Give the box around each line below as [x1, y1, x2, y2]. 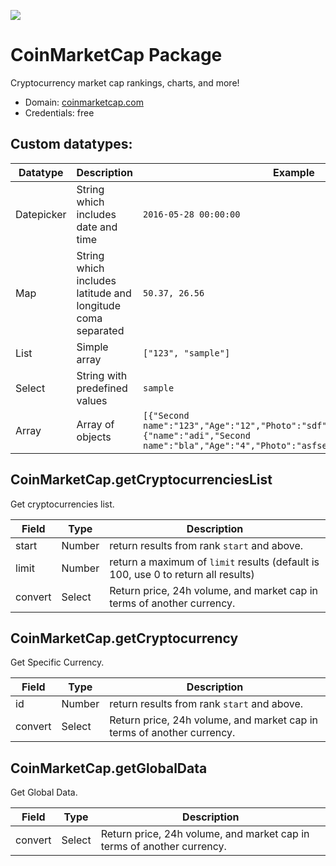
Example [272, 165, 315, 179]
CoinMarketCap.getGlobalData [10, 760, 208, 777]
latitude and [76, 286, 132, 300]
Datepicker [15, 207, 67, 221]
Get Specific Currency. [10, 656, 105, 669]
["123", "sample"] [142, 347, 231, 359]
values [76, 393, 108, 407]
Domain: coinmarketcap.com [24, 96, 144, 108]
